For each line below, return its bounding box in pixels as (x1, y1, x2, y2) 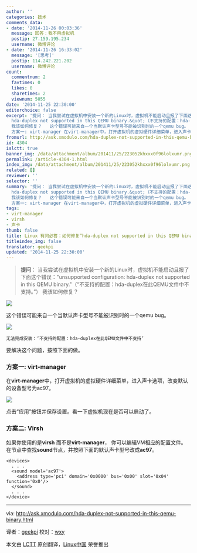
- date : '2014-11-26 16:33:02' (6, 47, 83, 53)
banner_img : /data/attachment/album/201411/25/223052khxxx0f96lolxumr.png (6, 151, 193, 156)
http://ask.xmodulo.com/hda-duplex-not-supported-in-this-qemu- (16, 509, 176, 517)
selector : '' (6, 178, 38, 184)
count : (6, 69, 22, 75)
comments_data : (6, 19, 43, 25)
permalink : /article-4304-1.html (6, 156, 88, 162)
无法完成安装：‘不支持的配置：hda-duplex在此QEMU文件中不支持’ (6, 336, 145, 342)
